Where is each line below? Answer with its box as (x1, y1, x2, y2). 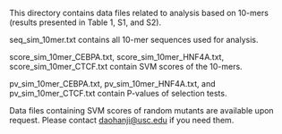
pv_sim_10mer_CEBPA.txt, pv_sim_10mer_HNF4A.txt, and (9, 79, 217, 88)
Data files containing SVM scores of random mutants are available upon (9, 105, 275, 115)
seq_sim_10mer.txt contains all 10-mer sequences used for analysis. (9, 35, 259, 45)
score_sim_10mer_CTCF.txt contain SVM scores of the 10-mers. (9, 62, 244, 71)
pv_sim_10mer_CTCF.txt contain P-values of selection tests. (9, 88, 227, 98)
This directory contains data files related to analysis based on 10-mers (9, 8, 269, 18)
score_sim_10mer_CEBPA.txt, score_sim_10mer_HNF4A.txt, (9, 52, 225, 62)
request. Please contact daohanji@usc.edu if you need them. (9, 115, 235, 125)
